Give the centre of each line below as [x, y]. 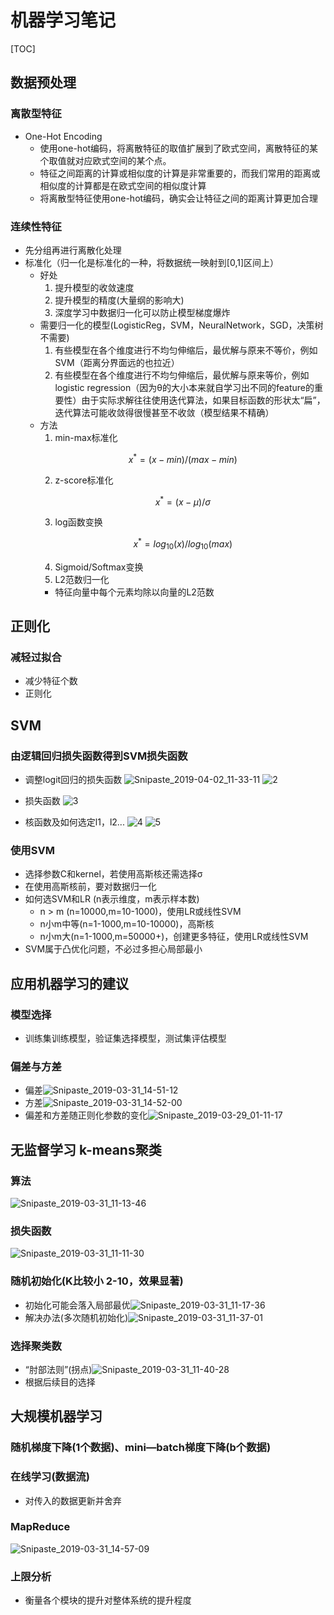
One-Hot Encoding [63, 136]
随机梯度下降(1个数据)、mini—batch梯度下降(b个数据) [141, 1448]
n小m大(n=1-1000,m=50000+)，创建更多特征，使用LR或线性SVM [174, 937]
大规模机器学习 [56, 1416]
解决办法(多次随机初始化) [76, 1317]
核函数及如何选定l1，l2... [74, 822]
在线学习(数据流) [50, 1477]
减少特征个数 [51, 681]
